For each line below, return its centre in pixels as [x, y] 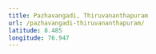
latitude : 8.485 [35, 30]
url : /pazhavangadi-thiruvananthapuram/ [77, 23]
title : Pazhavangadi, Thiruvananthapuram [78, 15]
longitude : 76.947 [39, 38]
